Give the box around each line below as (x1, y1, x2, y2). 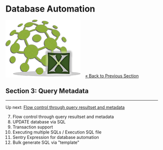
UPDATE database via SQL (12, 119, 66, 124)
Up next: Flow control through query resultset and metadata (5, 104, 125, 110)
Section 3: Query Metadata (5, 87, 89, 95)
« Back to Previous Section (85, 73, 139, 78)
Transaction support (12, 124, 53, 130)
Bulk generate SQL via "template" (12, 139, 79, 145)
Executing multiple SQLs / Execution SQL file (12, 129, 102, 135)
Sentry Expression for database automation (12, 134, 99, 140)
